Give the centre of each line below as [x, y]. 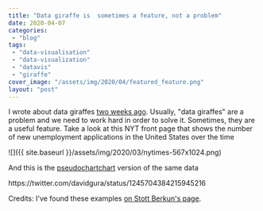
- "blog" [26, 38]
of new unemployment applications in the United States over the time [121, 137]
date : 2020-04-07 [37, 23]
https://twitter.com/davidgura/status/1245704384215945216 [107, 183]
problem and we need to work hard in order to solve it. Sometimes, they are [132, 121]
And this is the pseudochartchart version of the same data [103, 168]
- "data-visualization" [51, 60]
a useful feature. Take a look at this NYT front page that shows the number [130, 129]
